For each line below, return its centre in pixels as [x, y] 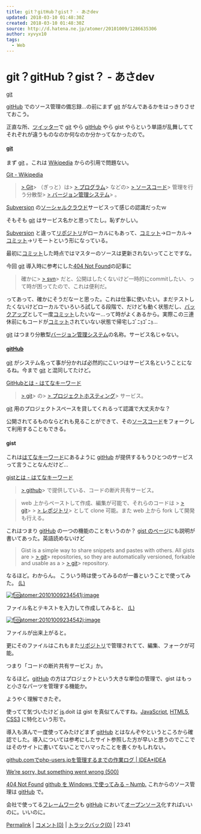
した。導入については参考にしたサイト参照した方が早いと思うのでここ [103, 740]
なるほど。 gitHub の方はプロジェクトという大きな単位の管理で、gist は [94, 679]
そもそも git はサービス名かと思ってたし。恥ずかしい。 [74, 220]
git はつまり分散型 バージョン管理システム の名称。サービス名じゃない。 [94, 335]
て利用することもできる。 [38, 429]
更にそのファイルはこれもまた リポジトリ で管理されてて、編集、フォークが [98, 646]
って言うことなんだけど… [37, 465]
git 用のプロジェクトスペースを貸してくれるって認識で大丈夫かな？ [88, 409]
